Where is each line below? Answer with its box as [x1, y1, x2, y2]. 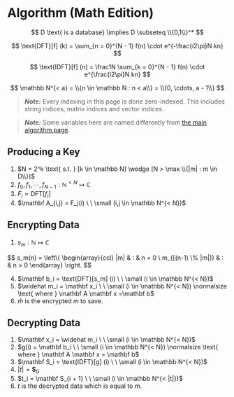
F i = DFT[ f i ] [17, 190, 51, 200]
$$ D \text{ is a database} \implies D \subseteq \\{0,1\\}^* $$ [31, 28, 204, 36]
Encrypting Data [7, 219, 80, 231]
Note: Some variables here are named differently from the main [24, 118, 207, 127]
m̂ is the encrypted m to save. [17, 296, 103, 305]
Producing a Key [7, 146, 80, 158]
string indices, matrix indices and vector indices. [24, 104, 164, 113]
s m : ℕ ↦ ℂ [17, 238, 50, 248]
